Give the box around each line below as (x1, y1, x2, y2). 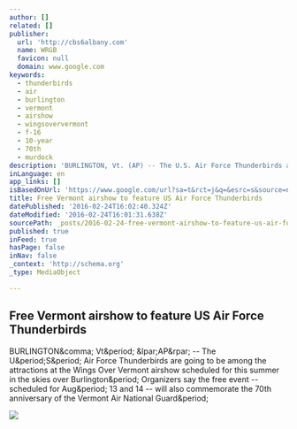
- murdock (17, 152, 53, 162)
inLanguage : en (9, 169, 65, 178)
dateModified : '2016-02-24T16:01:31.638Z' (9, 210, 168, 219)
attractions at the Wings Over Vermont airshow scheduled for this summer (9, 364, 280, 375)
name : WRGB (17, 46, 57, 55)
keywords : (9, 71, 46, 80)
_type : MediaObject (9, 268, 81, 277)
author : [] (9, 12, 49, 22)
